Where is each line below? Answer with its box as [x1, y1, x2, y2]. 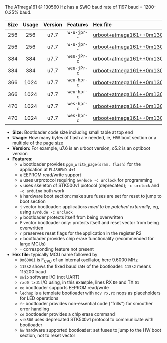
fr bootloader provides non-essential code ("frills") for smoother [19, 300, 153, 306]
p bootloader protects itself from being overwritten [19, 214, 123, 220]
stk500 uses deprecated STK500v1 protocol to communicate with [19, 316, 154, 322]
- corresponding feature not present [19, 246, 94, 252]
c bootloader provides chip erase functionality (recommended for [19, 236, 154, 241]
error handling [19, 306, 49, 312]
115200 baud [19, 268, 46, 274]
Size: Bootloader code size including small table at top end [12, 129, 133, 135]
